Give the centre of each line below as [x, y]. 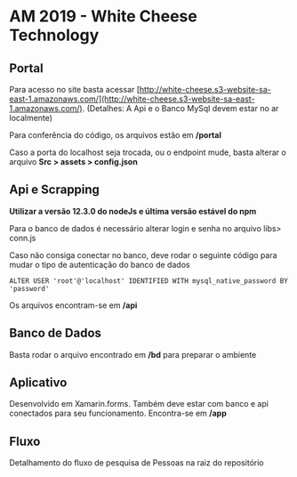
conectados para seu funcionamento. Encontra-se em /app [118, 413]
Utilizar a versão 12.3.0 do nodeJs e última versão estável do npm [133, 211]
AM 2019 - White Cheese [103, 16]
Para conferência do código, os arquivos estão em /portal [116, 135]
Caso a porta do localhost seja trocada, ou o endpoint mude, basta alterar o [148, 152]
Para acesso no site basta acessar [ [75, 89]
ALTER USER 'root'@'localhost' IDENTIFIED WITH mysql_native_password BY [149, 281]
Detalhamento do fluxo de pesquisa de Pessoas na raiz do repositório [136, 463]
